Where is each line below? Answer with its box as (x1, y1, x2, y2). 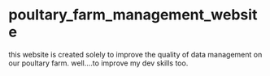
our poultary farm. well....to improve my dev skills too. (8, 58, 189, 68)
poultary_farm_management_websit (8, 6, 258, 24)
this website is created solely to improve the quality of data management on (8, 49, 263, 59)
